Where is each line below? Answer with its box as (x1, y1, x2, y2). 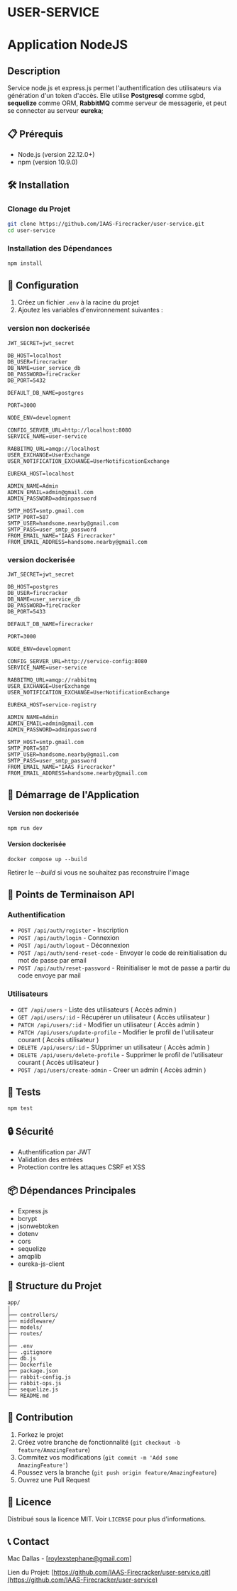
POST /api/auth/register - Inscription (17, 926, 129, 934)
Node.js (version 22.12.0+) (17, 151, 95, 158)
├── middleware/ (7, 1318, 55, 1325)
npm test (7, 1105, 33, 1112)
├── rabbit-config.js (7, 1373, 72, 1381)
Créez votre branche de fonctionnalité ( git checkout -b (17, 1438, 181, 1446)
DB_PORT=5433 (7, 608, 46, 616)
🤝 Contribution (7, 1411, 73, 1423)
